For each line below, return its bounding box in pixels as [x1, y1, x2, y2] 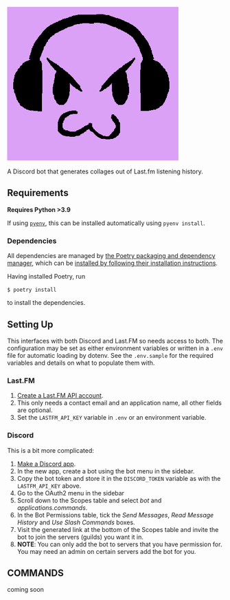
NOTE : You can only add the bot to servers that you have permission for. [16, 540, 222, 548]
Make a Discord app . [16, 460, 76, 468]
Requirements [7, 187, 69, 199]
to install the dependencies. [7, 299, 86, 307]
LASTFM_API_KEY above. [16, 482, 82, 490]
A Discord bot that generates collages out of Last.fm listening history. [7, 167, 204, 175]
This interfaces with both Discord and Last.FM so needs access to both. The [7, 336, 223, 345]
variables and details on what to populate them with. [7, 358, 155, 367]
